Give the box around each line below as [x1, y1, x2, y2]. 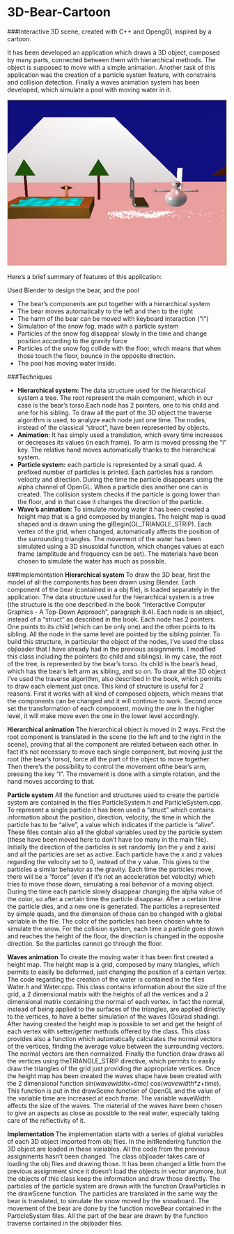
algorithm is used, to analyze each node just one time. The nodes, [17, 416, 207, 424]
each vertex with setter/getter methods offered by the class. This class [7, 1027, 210, 1035]
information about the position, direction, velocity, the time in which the [7, 813, 211, 822]
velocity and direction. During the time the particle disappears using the [17, 475, 224, 484]
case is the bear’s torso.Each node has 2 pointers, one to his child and [17, 401, 219, 410]
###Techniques [7, 373, 53, 381]
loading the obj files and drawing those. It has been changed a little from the [7, 1160, 226, 1168]
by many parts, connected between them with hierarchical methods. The [7, 55, 216, 64]
